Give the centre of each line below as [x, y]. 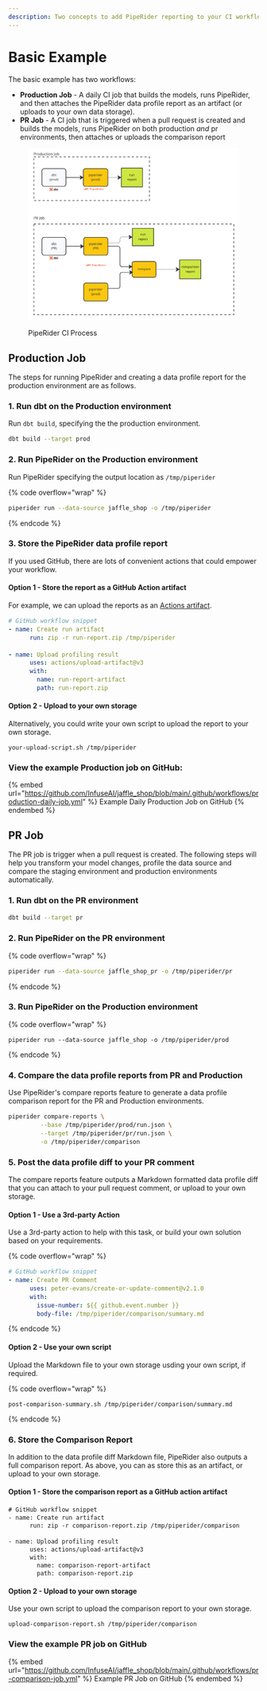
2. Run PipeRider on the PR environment [87, 939]
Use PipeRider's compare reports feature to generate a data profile [118, 1093]
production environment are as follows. [72, 386]
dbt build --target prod [49, 439]
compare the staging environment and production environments [113, 872]
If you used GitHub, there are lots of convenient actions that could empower [132, 561]
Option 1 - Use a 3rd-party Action [64, 1215]
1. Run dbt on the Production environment [90, 406]
